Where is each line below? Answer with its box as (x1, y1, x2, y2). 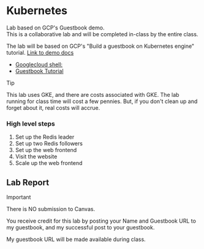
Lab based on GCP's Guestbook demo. (6, 24, 105, 31)
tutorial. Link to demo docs (6, 48, 74, 56)
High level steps (6, 119, 55, 128)
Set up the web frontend (15, 147, 77, 154)
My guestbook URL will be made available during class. (6, 236, 146, 243)
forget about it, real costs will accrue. (6, 104, 100, 111)
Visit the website (15, 153, 58, 160)
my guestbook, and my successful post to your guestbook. (6, 224, 155, 231)
